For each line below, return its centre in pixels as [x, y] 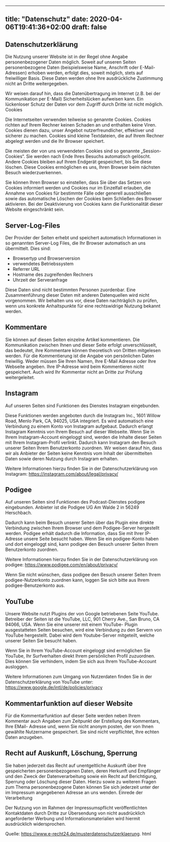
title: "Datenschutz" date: [47, 19]
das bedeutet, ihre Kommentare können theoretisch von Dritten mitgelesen [83, 350]
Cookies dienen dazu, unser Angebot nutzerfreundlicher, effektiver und [80, 131]
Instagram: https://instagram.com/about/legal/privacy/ [62, 474]
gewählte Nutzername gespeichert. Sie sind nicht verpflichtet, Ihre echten [82, 732]
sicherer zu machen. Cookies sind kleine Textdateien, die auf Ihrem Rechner [85, 136]
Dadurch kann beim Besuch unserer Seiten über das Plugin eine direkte [80, 523]
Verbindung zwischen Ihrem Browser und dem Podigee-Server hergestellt [82, 528]
